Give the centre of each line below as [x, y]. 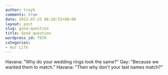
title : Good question [28, 33]
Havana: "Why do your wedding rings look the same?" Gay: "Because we [82, 61]
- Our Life [17, 47]
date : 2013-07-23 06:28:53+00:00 [41, 19]
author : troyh [20, 10]
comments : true [21, 15]
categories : [18, 43]
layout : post [19, 24]
